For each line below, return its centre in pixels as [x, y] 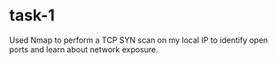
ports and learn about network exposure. [84, 49]
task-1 [32, 16]
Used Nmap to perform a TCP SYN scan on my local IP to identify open [138, 40]
